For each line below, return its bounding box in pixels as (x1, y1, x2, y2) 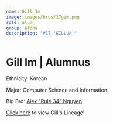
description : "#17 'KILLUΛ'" (6, 30, 77, 36)
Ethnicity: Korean (6, 75, 47, 82)
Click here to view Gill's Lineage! (6, 109, 85, 116)
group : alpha (6, 25, 38, 31)
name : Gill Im (6, 8, 41, 15)
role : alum (6, 19, 33, 25)
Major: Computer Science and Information (6, 86, 108, 94)
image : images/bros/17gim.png (6, 14, 80, 20)
